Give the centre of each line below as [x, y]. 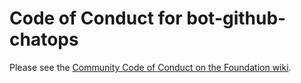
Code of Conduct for [96, 18]
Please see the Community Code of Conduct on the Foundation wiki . [150, 67]
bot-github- [236, 18]
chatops [44, 39]
